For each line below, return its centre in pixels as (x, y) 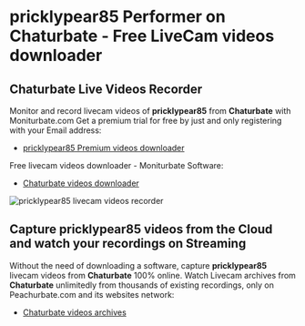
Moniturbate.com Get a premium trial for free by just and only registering (146, 121)
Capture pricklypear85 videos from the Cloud (141, 229)
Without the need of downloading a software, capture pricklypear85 (138, 265)
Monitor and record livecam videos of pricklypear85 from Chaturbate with (150, 111)
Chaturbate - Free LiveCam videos (142, 36)
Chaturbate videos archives (75, 312)
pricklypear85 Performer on (117, 17)
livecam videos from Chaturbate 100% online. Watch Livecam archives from (152, 275)
